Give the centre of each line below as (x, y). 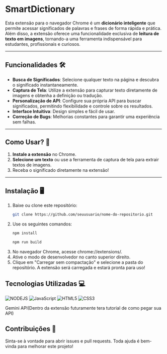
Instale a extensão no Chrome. (44, 154)
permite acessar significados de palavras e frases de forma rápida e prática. (83, 28)
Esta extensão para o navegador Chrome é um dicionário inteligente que (80, 23)
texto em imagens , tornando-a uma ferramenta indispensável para (74, 39)
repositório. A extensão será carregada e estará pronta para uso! (79, 268)
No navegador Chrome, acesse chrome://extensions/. (67, 252)
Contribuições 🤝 (31, 329)
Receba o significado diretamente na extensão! (61, 170)
